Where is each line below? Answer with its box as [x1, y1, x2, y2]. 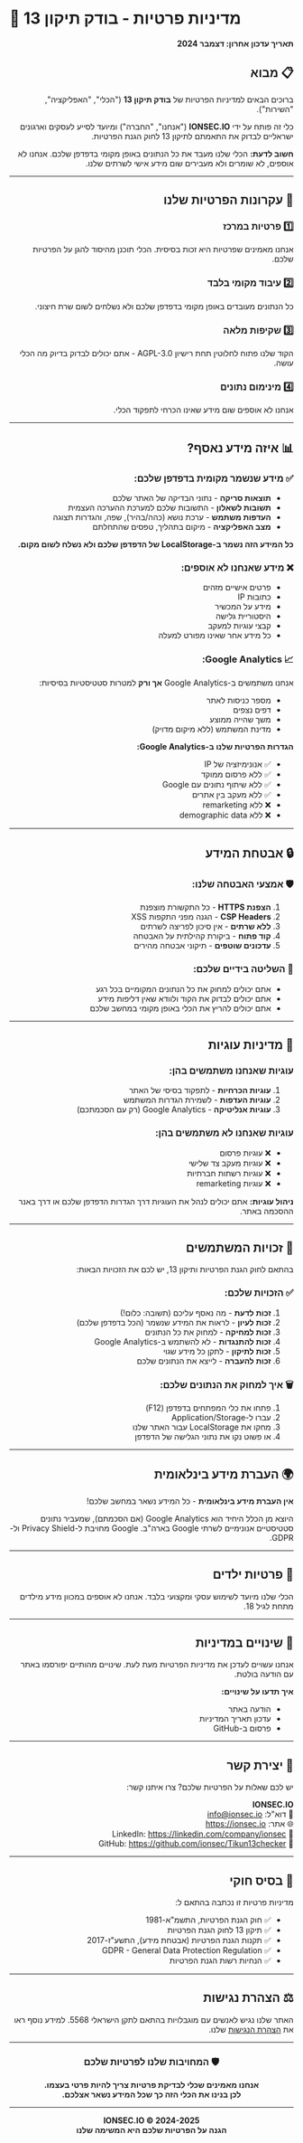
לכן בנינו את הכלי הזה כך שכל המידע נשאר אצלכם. [61, 2089, 242, 2101]
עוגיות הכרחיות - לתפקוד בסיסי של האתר [129, 1085, 271, 1096]
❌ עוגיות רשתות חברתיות [186, 1167, 271, 1178]
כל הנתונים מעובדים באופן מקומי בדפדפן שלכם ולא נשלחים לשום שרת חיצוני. [34, 300, 294, 311]
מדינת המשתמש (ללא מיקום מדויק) [151, 723, 271, 734]
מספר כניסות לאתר [206, 694, 271, 705]
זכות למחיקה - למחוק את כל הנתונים [144, 1326, 271, 1337]
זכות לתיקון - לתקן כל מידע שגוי [162, 1345, 271, 1356]
